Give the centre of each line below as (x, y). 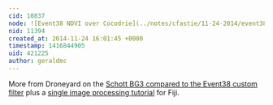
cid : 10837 (27, 16)
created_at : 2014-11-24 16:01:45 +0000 (76, 38)
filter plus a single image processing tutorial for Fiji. (94, 92)
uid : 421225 (28, 53)
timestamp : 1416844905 (47, 46)
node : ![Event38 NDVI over (54, 23)
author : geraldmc (38, 61)
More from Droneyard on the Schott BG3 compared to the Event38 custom (133, 84)
